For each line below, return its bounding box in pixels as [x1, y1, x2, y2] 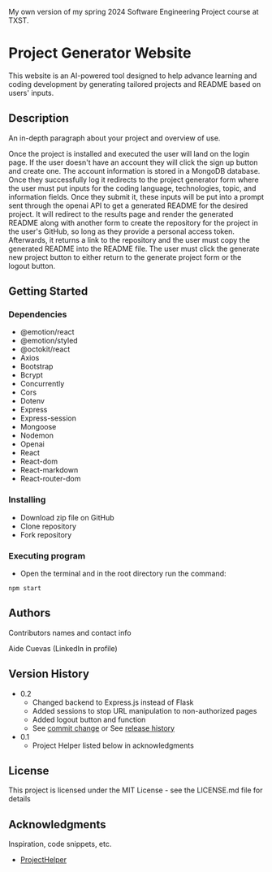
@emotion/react [19, 327, 75, 337]
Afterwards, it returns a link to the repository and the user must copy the [8, 235, 250, 244]
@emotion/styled [19, 336, 79, 346]
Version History [8, 667, 89, 681]
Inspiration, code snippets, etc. [8, 840, 112, 849]
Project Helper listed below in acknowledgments [32, 740, 195, 750]
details [8, 794, 31, 804]
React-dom [19, 456, 58, 466]
